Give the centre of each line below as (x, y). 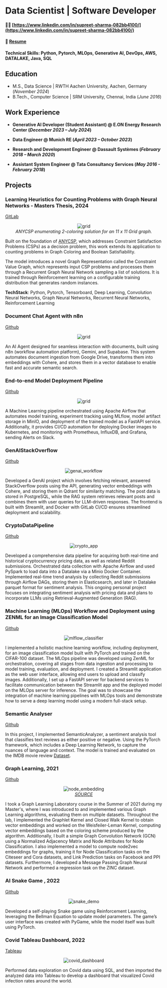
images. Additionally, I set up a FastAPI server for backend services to (77, 679)
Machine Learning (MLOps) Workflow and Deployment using (80, 611)
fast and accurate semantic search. (41, 367)
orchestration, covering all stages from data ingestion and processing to (79, 663)
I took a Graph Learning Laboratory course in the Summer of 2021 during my (84, 804)
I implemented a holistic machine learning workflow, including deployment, (82, 647)
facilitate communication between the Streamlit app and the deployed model (83, 684)
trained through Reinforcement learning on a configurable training (73, 277)
